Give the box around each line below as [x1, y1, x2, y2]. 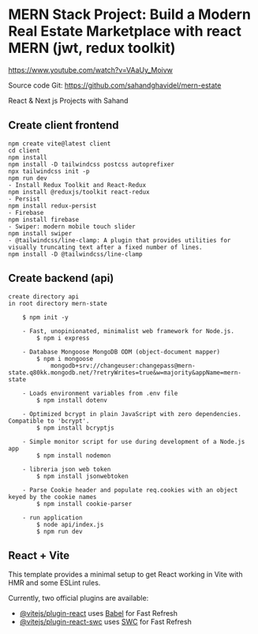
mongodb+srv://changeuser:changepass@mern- [50, 362, 196, 370]
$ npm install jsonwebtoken [36, 472, 129, 480]
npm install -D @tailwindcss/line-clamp [8, 250, 144, 258]
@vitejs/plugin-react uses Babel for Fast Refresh [19, 609, 178, 618]
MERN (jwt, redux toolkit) [8, 39, 176, 57]
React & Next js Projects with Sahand [8, 96, 129, 105]
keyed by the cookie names [8, 493, 97, 501]
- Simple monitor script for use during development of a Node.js [22, 437, 245, 445]
